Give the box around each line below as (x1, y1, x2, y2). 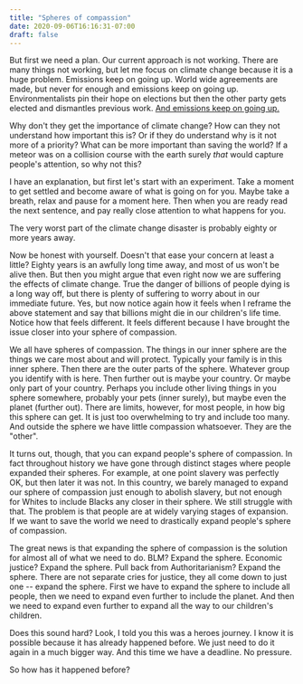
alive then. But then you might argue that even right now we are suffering (9, 269, 282, 280)
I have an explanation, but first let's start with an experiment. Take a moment (9, 176, 295, 187)
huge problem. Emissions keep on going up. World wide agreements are (9, 74, 279, 85)
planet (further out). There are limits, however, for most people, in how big (9, 402, 286, 413)
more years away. (9, 233, 76, 243)
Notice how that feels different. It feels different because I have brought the (9, 318, 290, 328)
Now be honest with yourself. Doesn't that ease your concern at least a (9, 250, 274, 261)
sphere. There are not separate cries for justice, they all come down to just (9, 572, 288, 583)
